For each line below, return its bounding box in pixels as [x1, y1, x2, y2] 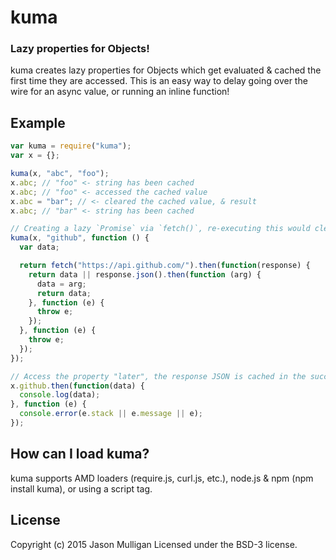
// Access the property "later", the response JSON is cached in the [10, 371, 307, 381]
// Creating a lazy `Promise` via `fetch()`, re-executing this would [10, 224, 311, 234]
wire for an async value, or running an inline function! [10, 86, 230, 98]
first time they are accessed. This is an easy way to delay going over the [10, 75, 308, 87]
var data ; [19, 242, 60, 253]
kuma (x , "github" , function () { [10, 233, 150, 243]
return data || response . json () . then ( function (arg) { [28, 269, 262, 280]
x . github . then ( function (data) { [10, 381, 145, 391]
